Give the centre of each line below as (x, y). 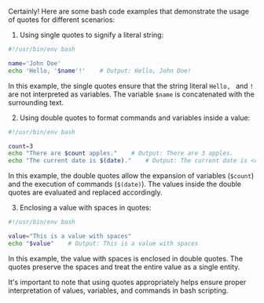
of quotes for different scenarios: (62, 20)
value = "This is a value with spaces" (70, 236)
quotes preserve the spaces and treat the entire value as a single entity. (124, 267)
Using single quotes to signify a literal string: (92, 35)
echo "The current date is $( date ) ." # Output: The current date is (128, 161)
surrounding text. (36, 102)
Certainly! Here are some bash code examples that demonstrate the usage (129, 11)
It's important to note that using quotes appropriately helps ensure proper (127, 282)
